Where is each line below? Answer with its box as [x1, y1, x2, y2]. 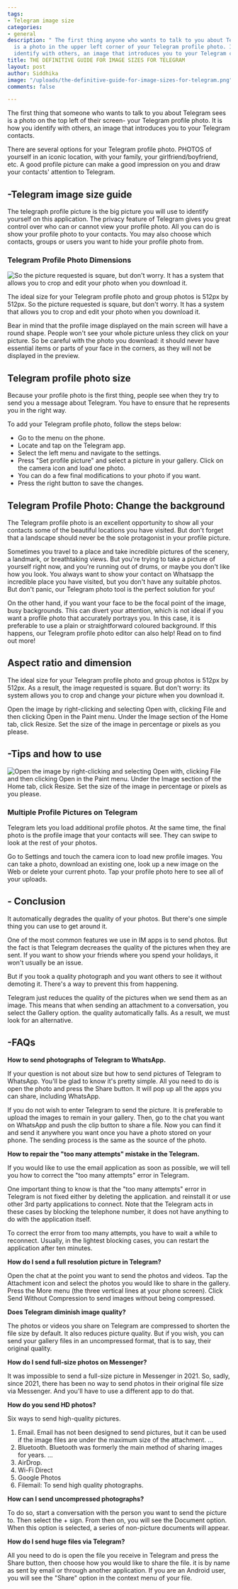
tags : [7, 10, 23, 18]
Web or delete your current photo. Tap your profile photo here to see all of [7, 867, 224, 876]
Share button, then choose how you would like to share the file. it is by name [7, 1558, 230, 1567]
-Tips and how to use [7, 748, 102, 760]
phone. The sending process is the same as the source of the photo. [7, 1136, 207, 1144]
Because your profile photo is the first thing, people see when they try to [7, 391, 220, 400]
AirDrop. [17, 1458, 42, 1467]
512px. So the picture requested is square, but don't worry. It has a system [7, 300, 225, 309]
